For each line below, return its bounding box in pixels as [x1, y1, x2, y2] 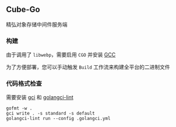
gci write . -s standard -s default [6, 111, 95, 117]
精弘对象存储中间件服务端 [6, 20, 68, 28]
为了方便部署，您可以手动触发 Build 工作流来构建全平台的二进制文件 [6, 63, 170, 70]
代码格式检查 [6, 80, 43, 88]
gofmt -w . [6, 105, 33, 111]
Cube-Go [6, 5, 40, 15]
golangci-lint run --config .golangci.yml [6, 116, 111, 122]
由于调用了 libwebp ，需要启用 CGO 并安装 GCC [6, 51, 116, 58]
